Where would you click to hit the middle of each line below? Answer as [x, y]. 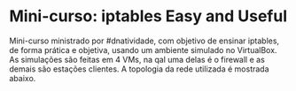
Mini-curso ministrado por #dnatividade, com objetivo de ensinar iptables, [144, 41]
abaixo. [23, 78]
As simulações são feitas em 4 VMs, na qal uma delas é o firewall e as [137, 59]
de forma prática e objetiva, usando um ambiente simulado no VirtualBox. [143, 49]
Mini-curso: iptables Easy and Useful [148, 16]
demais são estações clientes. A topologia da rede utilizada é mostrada [139, 69]
